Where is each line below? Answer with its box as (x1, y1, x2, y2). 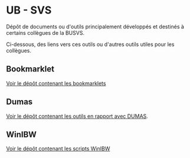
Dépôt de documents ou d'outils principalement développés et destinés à (6, 23, 185, 30)
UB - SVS (6, 4, 52, 17)
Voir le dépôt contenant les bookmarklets (6, 80, 106, 87)
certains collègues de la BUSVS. (6, 29, 84, 36)
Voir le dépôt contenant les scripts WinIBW (6, 145, 110, 152)
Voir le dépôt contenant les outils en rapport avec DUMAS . (6, 113, 149, 120)
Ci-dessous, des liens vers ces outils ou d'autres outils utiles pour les (6, 41, 175, 48)
